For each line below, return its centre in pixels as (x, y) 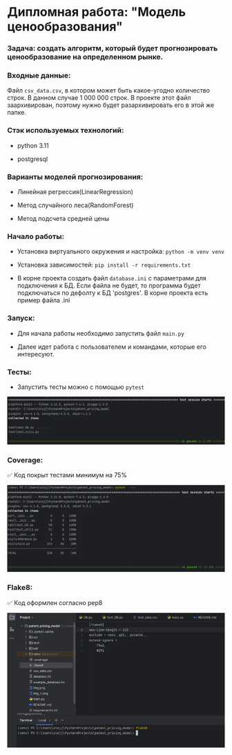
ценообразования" (65, 27)
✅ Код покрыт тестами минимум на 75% (67, 475)
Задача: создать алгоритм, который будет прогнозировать (113, 48)
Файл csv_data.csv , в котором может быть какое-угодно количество (109, 90)
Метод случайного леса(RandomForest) (75, 205)
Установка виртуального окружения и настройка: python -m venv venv (120, 251)
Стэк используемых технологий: (66, 131)
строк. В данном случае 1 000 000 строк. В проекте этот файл (99, 98)
